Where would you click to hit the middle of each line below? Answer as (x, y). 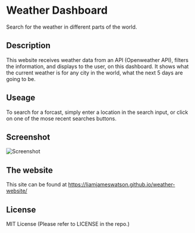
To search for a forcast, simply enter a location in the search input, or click (97, 112)
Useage (21, 98)
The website (30, 170)
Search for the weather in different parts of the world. (72, 27)
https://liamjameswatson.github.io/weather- (122, 185)
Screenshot (28, 137)
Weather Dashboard (57, 10)
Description (28, 46)
